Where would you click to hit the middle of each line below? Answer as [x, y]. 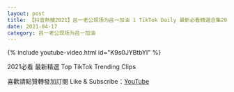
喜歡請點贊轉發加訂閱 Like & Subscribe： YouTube [78, 82]
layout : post [26, 13]
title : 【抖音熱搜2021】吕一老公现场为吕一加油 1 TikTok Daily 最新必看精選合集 [114, 20]
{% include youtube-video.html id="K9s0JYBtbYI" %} [84, 53]
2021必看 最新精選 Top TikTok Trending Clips [72, 67]
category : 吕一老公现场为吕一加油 [52, 33]
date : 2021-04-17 [32, 26]
